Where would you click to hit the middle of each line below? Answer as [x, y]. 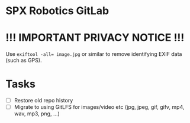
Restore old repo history [44, 101]
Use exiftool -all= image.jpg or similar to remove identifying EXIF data [94, 54]
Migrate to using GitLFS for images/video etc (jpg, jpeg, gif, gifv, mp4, [99, 107]
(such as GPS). [24, 61]
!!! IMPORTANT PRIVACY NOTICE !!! [95, 38]
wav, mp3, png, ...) [37, 114]
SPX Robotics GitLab [57, 11]
